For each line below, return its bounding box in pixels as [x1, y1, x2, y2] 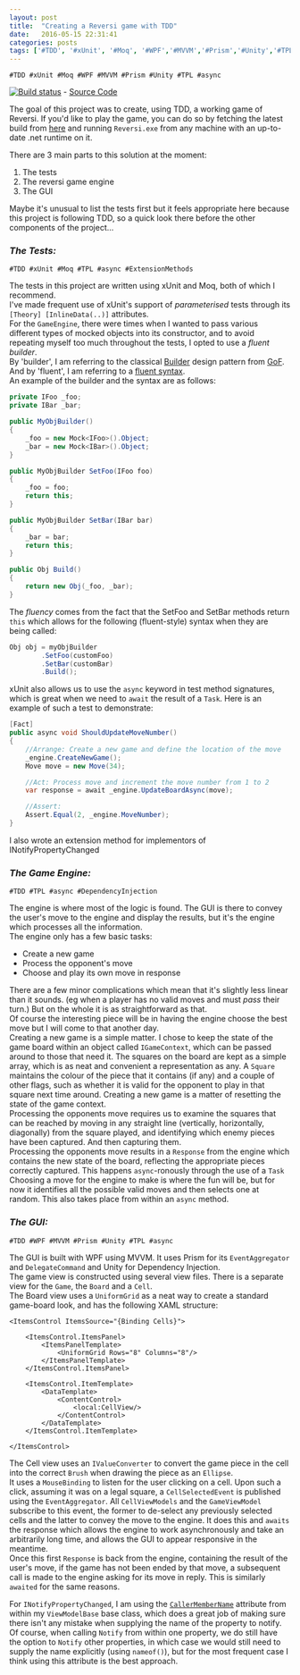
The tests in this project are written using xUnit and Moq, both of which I [9, 281, 275, 291]
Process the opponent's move [21, 958, 133, 969]
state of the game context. [9, 1098, 107, 1109]
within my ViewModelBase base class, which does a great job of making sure [9, 1608, 286, 1619]
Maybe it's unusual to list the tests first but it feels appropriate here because [9, 203, 290, 215]
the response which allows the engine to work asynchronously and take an [9, 1524, 284, 1535]
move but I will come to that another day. [9, 1023, 159, 1033]
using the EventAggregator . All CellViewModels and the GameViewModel [9, 1495, 262, 1506]
